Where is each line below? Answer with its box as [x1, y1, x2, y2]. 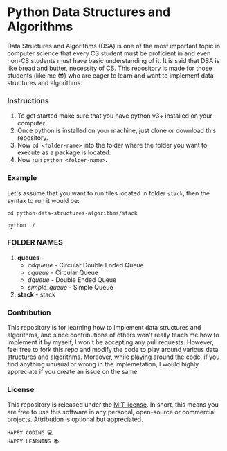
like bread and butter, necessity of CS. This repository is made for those [7, 64, 212, 72]
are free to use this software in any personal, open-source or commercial [7, 408, 216, 416]
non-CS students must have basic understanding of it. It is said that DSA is [7, 56, 220, 64]
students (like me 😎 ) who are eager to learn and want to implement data [7, 71, 215, 80]
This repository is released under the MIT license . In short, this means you [7, 400, 219, 409]
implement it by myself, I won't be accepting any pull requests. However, [7, 338, 215, 346]
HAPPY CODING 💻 [7, 430, 53, 436]
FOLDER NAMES [7, 238, 64, 247]
